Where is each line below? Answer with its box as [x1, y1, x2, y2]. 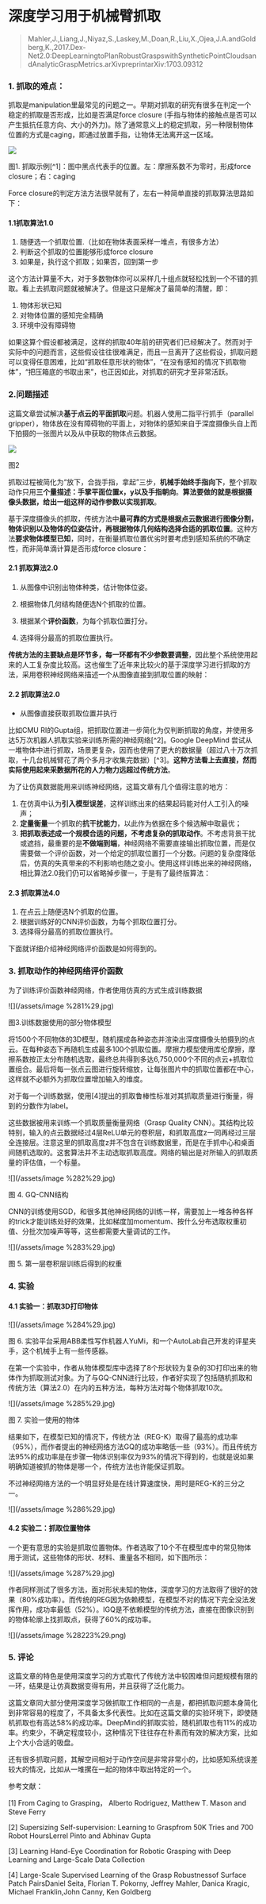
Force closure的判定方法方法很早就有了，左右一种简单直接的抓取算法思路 [8, 188, 247, 198]
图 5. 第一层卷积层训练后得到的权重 [8, 1258, 123, 1268]
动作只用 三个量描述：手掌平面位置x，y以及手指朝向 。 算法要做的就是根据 [8, 487, 245, 496]
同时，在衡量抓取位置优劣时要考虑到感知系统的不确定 [77, 534, 251, 543]
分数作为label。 [21, 1100, 73, 1110]
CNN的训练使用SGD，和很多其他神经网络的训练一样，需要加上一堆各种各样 [8, 1206, 253, 1216]
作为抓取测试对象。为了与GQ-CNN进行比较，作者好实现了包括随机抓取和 [14, 1373, 253, 1382]
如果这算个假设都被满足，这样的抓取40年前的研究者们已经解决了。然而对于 [8, 337, 253, 347]
